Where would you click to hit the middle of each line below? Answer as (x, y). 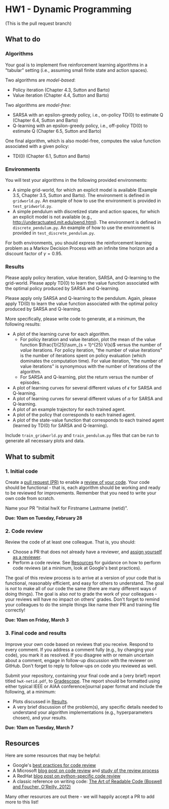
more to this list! (22, 802)
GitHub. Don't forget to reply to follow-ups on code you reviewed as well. (81, 666)
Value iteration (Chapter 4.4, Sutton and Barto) (61, 95)
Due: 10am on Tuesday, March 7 (39, 727)
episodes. (30, 382)
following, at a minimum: (31, 691)
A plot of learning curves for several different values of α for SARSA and (88, 399)
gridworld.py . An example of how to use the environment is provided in (87, 201)
